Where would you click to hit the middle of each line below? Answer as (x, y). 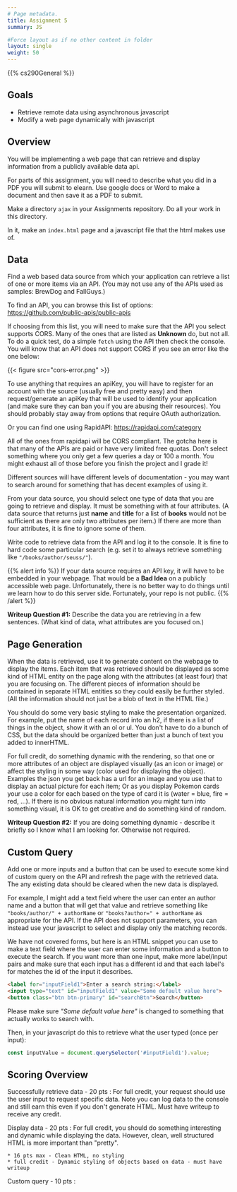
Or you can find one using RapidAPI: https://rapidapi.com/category (104, 427)
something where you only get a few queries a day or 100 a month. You (111, 456)
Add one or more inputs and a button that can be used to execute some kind (118, 869)
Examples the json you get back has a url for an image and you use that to (115, 779)
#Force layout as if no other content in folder (80, 40)
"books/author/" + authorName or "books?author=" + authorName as (105, 913)
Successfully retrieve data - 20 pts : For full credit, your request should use (116, 1092)
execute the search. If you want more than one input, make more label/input (117, 957)
